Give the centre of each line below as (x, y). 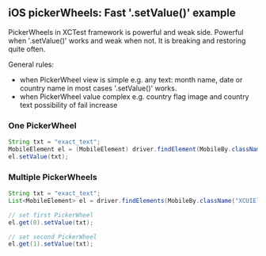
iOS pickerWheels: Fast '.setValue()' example (122, 13)
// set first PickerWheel (51, 215)
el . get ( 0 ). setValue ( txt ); (51, 222)
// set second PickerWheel (53, 237)
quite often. (27, 49)
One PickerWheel (42, 125)
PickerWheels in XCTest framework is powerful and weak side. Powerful (126, 32)
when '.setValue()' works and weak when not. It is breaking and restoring (127, 40)
